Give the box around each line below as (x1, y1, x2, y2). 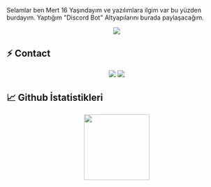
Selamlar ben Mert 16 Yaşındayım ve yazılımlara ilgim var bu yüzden (6, 6, 202, 14)
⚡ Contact (6, 48, 51, 60)
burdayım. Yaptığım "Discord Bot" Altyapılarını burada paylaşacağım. (6, 13, 204, 22)
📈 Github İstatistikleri (6, 92, 103, 104)
